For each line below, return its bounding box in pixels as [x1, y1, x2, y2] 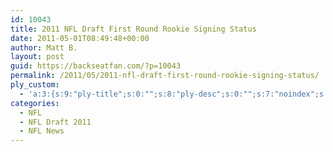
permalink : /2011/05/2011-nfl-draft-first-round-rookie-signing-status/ [10, 71, 320, 81]
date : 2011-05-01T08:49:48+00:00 [10, 33, 150, 43]
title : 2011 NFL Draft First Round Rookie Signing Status [10, 24, 257, 34]
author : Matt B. [10, 42, 78, 53]
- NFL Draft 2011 [19, 117, 92, 127]
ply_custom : [10, 80, 60, 90]
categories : [10, 98, 60, 108]
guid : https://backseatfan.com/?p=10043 [10, 61, 182, 71]
